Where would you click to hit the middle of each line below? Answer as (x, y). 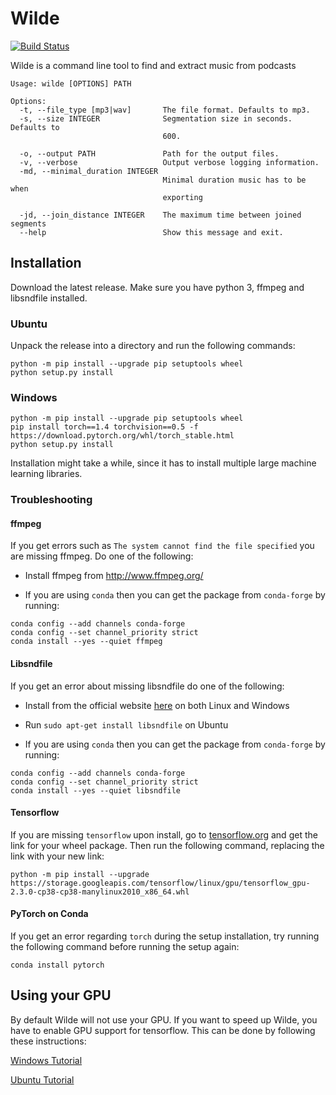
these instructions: (48, 1041)
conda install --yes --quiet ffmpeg (86, 642)
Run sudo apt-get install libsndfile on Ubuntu (126, 724)
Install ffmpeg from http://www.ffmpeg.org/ (114, 576)
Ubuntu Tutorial (42, 1079)
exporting (182, 197)
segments (28, 223)
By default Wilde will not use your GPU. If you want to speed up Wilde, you (164, 1019)
